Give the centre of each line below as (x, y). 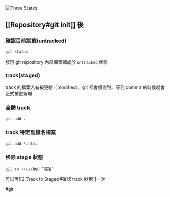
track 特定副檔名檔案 (31, 132)
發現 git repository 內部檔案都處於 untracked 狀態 (56, 62)
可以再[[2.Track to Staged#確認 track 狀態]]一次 (55, 179)
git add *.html (21, 143)
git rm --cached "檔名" (30, 169)
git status (17, 52)
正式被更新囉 (19, 93)
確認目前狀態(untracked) (36, 41)
